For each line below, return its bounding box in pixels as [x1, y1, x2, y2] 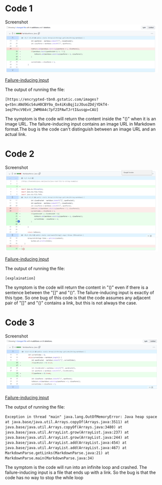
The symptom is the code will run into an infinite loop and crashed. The [5, 464, 147, 470]
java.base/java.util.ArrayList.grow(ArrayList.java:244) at [5, 435, 130, 440]
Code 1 [5, 3, 33, 14]
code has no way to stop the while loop [5, 474, 83, 480]
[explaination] [5, 276, 36, 281]
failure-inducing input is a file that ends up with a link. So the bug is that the [5, 469, 156, 475]
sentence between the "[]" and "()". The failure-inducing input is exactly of [5, 290, 154, 296]
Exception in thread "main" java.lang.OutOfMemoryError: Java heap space [5, 414, 158, 419]
